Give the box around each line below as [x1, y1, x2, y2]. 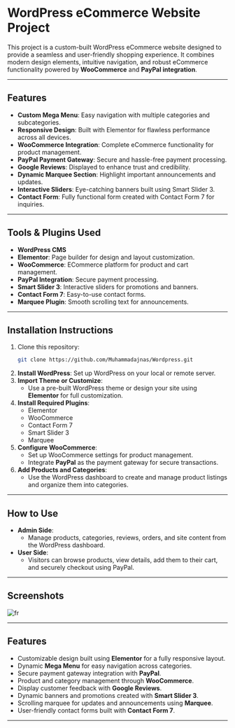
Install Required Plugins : [17, 399, 90, 407]
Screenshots [7, 590, 64, 602]
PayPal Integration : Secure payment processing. [17, 275, 159, 283]
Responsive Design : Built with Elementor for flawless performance [17, 125, 211, 134]
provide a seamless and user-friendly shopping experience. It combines [7, 50, 215, 59]
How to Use [7, 507, 59, 519]
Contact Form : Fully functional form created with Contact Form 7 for [17, 192, 215, 201]
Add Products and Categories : [17, 465, 107, 474]
